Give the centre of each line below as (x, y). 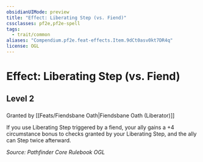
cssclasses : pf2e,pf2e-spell (43, 23)
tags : (13, 29)
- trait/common (31, 35)
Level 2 (20, 99)
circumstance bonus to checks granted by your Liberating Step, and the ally (101, 134)
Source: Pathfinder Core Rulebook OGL (56, 152)
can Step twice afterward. (39, 141)
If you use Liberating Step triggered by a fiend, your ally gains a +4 (91, 127)
